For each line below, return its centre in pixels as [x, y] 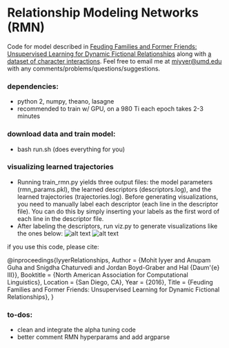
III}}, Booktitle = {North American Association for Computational [98, 275]
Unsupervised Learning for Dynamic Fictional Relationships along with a [109, 54]
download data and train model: [61, 134]
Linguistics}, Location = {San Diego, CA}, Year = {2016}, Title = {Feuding [110, 282]
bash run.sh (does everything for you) [71, 149]
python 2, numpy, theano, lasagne [66, 101]
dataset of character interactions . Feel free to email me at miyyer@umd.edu [114, 61]
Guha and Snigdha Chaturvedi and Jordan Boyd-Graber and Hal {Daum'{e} [113, 267]
